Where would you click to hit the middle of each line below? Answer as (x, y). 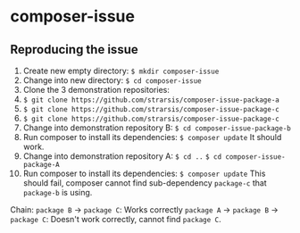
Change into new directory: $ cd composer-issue (112, 80)
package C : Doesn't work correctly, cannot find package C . (116, 219)
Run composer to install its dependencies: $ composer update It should (152, 137)
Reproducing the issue (74, 50)
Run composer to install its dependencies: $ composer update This (144, 173)
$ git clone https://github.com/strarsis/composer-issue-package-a (151, 100)
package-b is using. (58, 192)
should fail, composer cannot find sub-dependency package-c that (145, 183)
